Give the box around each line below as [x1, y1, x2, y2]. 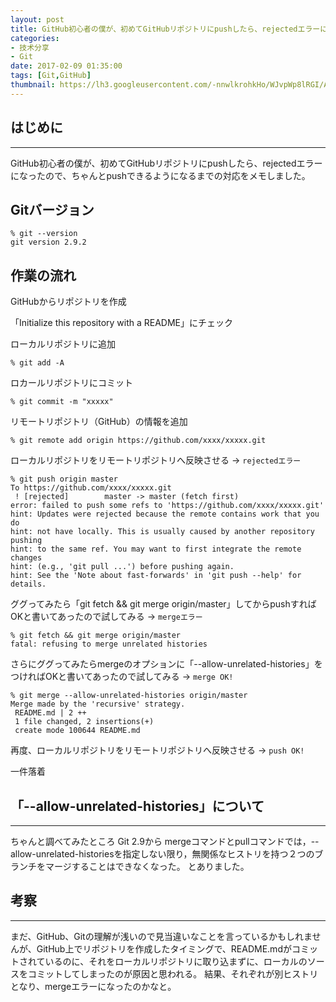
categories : [10, 33, 60, 43]
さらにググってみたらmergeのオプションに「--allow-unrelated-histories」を [10, 658, 323, 670]
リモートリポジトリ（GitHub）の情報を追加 [10, 416, 188, 428]
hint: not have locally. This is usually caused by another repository [10, 527, 315, 537]
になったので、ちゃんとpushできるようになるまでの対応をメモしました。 [10, 169, 311, 181]
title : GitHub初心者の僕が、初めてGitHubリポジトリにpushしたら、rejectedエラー [10, 24, 321, 34]
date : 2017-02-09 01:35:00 [10, 61, 123, 71]
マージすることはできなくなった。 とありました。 [44, 861, 250, 872]
